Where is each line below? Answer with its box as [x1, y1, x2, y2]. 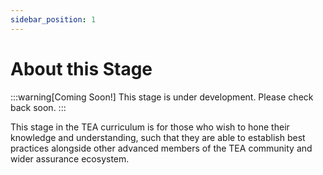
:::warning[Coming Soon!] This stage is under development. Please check [10, 91, 314, 103]
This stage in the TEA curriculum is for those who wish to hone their [10, 121, 290, 133]
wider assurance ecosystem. [10, 152, 130, 165]
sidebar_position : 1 [10, 14, 97, 25]
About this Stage [10, 57, 153, 80]
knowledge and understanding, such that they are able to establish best [10, 131, 306, 143]
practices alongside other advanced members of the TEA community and [10, 142, 313, 154]
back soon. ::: [10, 101, 67, 113]
